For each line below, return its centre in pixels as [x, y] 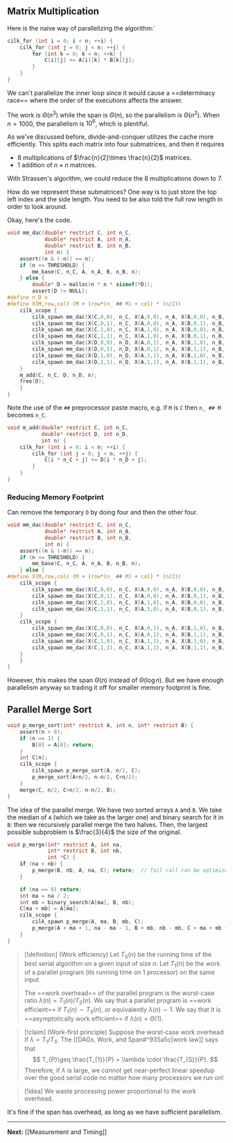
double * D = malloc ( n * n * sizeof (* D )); [93, 285]
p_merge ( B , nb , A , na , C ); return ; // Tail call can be [116, 871]
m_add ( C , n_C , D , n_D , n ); [59, 375]
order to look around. [37, 207]
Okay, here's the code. [40, 220]
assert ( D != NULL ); [60, 291]
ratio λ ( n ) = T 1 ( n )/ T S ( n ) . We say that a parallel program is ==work [118, 1001]
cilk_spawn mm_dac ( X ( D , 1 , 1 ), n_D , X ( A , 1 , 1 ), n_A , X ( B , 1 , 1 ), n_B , [129, 362]
